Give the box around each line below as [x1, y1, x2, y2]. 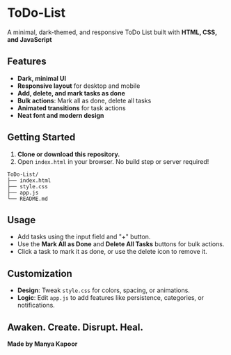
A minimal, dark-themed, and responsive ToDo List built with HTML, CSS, [7, 28, 217, 36]
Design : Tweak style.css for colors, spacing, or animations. [17, 286, 190, 294]
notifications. [17, 301, 56, 310]
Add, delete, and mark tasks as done [17, 89, 125, 97]
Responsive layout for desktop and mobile [17, 82, 141, 90]
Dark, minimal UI [17, 74, 66, 82]
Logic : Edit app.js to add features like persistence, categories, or [17, 294, 204, 302]
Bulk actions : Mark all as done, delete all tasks [17, 96, 152, 105]
